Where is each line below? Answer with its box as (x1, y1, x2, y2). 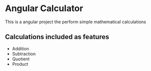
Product (12, 61, 28, 67)
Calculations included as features (5, 33, 110, 41)
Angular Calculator (5, 3, 84, 14)
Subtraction (12, 51, 36, 57)
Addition (12, 45, 29, 51)
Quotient (12, 56, 30, 62)
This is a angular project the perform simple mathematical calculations (5, 19, 146, 25)
